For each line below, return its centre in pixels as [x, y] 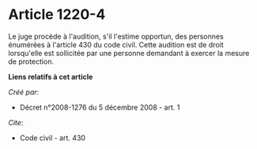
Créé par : [24, 91]
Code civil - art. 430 [52, 138]
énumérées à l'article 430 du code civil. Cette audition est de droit [116, 44]
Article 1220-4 [57, 15]
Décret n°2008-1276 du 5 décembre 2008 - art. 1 [100, 107]
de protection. [31, 61]
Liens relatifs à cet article [51, 76]
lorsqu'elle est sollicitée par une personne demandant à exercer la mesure [129, 53]
